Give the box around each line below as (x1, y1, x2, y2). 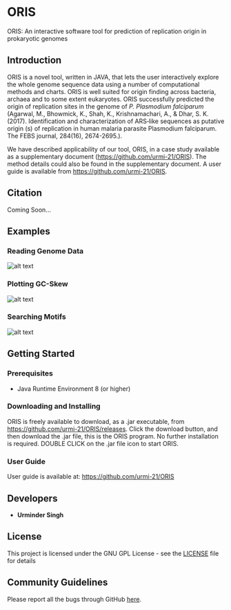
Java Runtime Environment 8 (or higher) (17, 385, 131, 393)
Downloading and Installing (7, 402, 101, 412)
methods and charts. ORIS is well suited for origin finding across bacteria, (7, 87, 217, 95)
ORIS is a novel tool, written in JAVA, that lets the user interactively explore (7, 73, 219, 81)
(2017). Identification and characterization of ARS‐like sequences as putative (7, 117, 225, 125)
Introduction (7, 55, 62, 66)
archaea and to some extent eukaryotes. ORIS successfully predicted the (7, 95, 215, 103)
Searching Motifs (7, 312, 67, 322)
